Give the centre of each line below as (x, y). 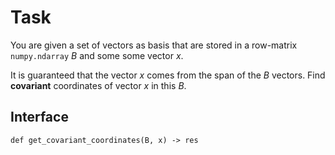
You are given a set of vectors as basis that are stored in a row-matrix (154, 45)
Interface (39, 117)
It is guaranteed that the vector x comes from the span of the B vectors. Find (168, 75)
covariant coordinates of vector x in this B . (98, 85)
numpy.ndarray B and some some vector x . (97, 55)
